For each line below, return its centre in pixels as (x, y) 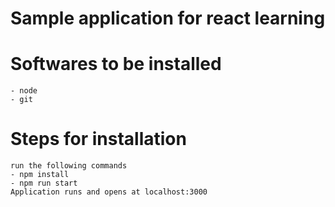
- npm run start (44, 183)
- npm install (40, 175)
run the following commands (69, 166)
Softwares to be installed (116, 64)
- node (24, 91)
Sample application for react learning (168, 18)
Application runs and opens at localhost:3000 (109, 192)
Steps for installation (98, 139)
